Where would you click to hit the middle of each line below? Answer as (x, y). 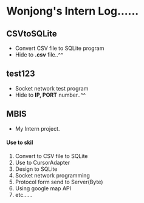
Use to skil (20, 143)
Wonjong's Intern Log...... (73, 11)
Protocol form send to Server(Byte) (59, 182)
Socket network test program (52, 88)
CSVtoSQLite (32, 34)
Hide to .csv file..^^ (39, 55)
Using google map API (43, 188)
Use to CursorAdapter (43, 162)
